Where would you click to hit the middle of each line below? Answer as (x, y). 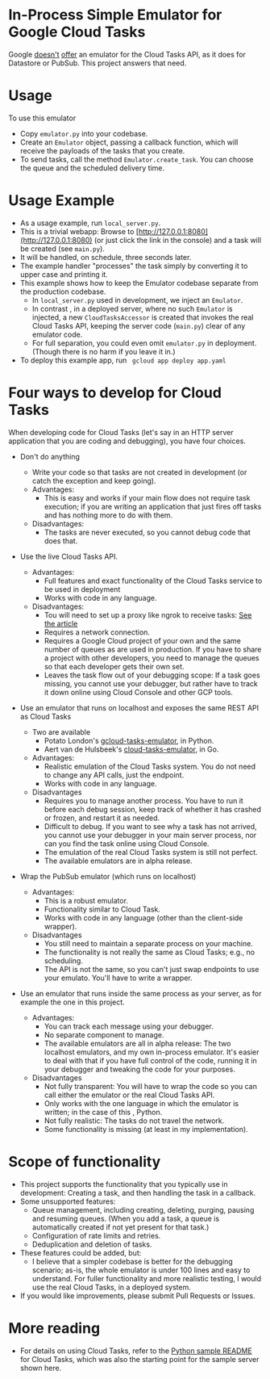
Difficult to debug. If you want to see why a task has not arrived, (150, 826)
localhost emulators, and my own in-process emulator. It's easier (152, 1052)
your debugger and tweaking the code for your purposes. (139, 1069)
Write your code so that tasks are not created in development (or (139, 472)
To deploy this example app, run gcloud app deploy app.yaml (123, 360)
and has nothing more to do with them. (108, 515)
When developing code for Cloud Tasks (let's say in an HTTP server (121, 432)
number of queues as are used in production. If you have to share (153, 649)
